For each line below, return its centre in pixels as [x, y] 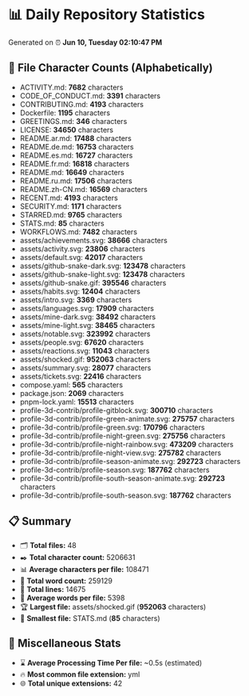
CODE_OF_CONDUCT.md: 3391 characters [90, 95]
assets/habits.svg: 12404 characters [80, 291]
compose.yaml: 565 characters [71, 385]
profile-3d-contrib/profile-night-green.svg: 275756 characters [123, 435]
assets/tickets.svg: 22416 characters [81, 376]
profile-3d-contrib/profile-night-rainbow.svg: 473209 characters [126, 444]
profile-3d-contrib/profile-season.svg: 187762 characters [115, 470]
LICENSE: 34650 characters [67, 130]
